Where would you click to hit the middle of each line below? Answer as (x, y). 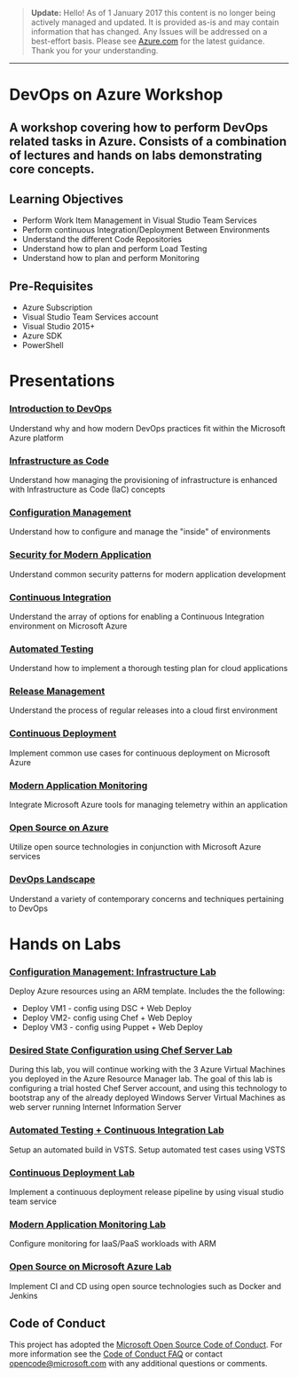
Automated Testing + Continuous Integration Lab (117, 1130)
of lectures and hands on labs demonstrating (136, 155)
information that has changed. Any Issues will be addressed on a (149, 32)
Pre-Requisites (51, 286)
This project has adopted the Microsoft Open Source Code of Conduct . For (146, 1345)
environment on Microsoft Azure (68, 626)
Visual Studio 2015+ (59, 327)
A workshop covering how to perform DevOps (139, 127)
